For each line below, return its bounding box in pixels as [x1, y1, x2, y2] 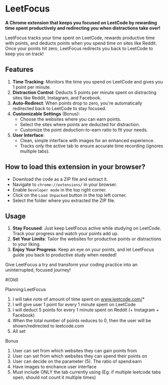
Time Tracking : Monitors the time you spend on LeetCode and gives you [12, 78, 163, 84]
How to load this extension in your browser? [5, 163, 145, 171]
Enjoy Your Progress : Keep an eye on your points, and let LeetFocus [12, 247, 154, 253]
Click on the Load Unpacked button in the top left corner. [12, 192, 127, 198]
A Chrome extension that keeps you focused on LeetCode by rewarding [5, 20, 157, 26]
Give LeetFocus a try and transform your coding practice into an [5, 262, 138, 268]
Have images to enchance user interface [12, 364, 97, 370]
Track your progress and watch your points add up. [12, 231, 119, 237]
